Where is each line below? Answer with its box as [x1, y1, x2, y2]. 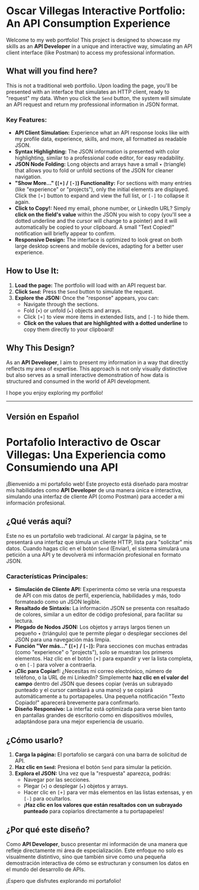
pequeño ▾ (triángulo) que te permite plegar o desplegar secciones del [14, 630, 188, 637]
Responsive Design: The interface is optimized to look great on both [14, 236, 182, 244]
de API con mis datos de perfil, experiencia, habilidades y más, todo [14, 592, 181, 599]
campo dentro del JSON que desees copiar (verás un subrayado [14, 680, 173, 687]
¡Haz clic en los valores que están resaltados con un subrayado [23, 801, 182, 808]
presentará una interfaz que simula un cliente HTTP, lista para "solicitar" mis [6, 538, 192, 546]
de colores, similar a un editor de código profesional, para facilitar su [14, 611, 183, 618]
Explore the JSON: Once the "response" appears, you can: [14, 294, 159, 301]
